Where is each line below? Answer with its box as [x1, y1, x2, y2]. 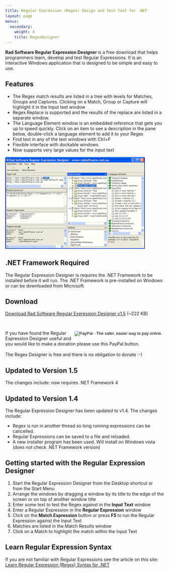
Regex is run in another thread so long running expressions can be [12, 423, 151, 429]
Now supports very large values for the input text [12, 147, 115, 153]
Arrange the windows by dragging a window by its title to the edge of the [12, 491, 164, 497]
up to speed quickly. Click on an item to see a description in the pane [12, 125, 156, 131]
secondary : [10, 24, 33, 29]
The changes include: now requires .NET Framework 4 [5, 380, 118, 386]
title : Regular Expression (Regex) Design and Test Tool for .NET [5, 8, 147, 13]
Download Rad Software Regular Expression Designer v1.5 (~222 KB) [5, 311, 148, 317]
